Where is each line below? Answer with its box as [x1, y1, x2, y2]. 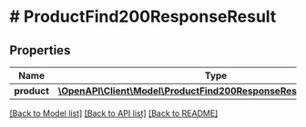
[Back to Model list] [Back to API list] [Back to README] [9, 108, 219, 119]
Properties [9, 43, 71, 58]
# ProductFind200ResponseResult [9, 6, 277, 27]
